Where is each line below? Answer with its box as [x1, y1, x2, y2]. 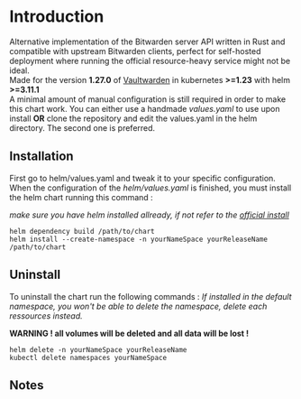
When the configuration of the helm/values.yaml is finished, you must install [9, 182, 292, 193]
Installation [9, 149, 74, 164]
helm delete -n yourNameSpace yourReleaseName [9, 345, 187, 354]
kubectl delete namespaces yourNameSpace [9, 353, 168, 362]
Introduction [9, 6, 105, 27]
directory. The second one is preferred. [9, 122, 156, 133]
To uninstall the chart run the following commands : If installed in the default [9, 291, 292, 302]
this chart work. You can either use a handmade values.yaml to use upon [9, 103, 281, 114]
